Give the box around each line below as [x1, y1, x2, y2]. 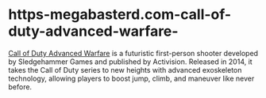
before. [8, 81, 33, 92]
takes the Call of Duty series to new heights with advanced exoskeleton [8, 65, 242, 74]
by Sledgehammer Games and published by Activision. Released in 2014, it [8, 57, 253, 66]
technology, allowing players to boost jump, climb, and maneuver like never [8, 73, 255, 83]
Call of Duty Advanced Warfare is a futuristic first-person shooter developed [8, 48, 259, 58]
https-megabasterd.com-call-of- [8, 6, 232, 24]
